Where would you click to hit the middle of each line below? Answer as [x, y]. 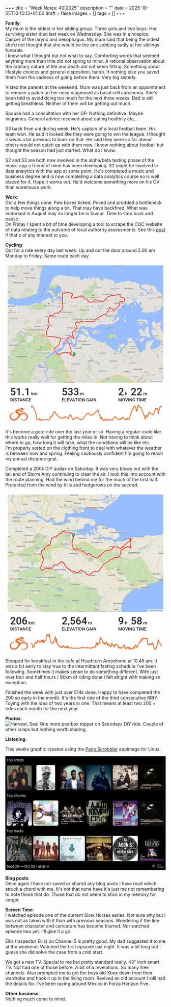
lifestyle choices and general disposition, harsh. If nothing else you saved [82, 72]
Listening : [16, 739]
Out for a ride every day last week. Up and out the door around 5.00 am [80, 250]
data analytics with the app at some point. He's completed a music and [80, 171]
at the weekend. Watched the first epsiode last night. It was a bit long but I [83, 946]
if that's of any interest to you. [37, 235]
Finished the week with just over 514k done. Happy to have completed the [83, 692]
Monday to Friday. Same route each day [47, 256]
